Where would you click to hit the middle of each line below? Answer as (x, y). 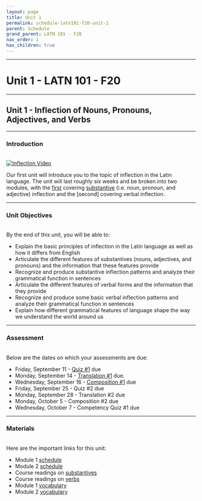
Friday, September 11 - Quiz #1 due (58, 369)
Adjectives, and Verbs (49, 120)
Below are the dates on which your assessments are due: (77, 357)
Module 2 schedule (39, 466)
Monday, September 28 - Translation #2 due (70, 395)
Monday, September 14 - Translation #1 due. (70, 375)
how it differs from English (47, 253)
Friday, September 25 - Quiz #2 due (59, 388)
